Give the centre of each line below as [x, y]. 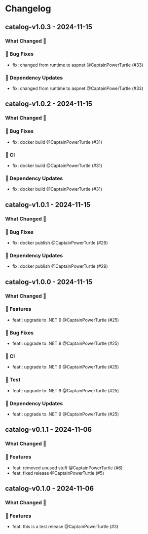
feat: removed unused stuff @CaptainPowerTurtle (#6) [67, 468]
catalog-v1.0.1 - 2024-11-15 [48, 205]
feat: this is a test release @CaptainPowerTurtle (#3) [65, 527]
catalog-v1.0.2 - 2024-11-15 [49, 104]
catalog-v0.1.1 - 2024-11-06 [49, 430]
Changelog [28, 9]
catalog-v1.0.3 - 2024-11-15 [49, 27]
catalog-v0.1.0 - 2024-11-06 [50, 489]
